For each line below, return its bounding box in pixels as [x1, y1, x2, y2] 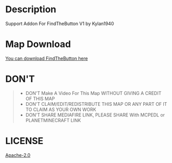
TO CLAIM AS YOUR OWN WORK [25, 106, 97, 112]
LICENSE [5, 135, 44, 147]
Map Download [5, 38, 71, 50]
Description [5, 4, 56, 15]
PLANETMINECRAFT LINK [25, 117, 81, 123]
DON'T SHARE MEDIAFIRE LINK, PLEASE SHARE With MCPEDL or [25, 111, 165, 118]
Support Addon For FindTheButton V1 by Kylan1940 [5, 20, 114, 27]
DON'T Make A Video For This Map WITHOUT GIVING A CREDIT [25, 90, 162, 96]
